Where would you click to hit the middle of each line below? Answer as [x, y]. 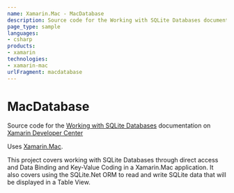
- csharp [20, 40]
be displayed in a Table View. [49, 183]
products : [22, 46]
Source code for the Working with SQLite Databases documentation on [109, 125]
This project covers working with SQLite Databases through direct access [113, 160]
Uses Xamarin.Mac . [35, 146]
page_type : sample [34, 26]
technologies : [28, 59]
